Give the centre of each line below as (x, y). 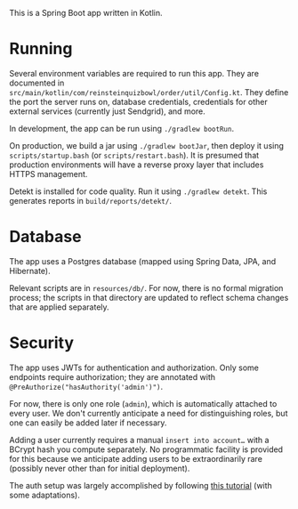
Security (41, 343)
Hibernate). (30, 271)
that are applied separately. (59, 307)
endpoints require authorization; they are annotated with (113, 376)
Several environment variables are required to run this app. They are (134, 73)
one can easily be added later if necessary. (88, 423)
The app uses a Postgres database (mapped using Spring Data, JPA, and (143, 261)
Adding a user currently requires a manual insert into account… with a (139, 440)
